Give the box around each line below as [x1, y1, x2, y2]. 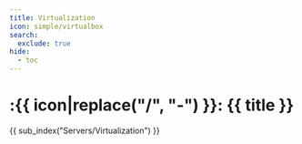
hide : [9, 47, 30, 57]
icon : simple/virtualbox [9, 22, 104, 31]
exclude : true [17, 38, 71, 48]
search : [9, 30, 39, 39]
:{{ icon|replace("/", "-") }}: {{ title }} [9, 95, 294, 116]
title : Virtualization [9, 13, 96, 23]
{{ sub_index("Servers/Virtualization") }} [9, 125, 161, 136]
